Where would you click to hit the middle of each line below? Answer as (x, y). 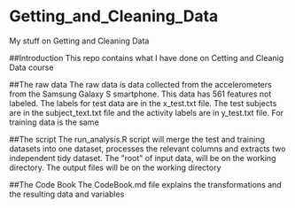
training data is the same (54, 122)
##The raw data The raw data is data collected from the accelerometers (140, 84)
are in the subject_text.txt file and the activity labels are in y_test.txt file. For (147, 112)
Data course (31, 67)
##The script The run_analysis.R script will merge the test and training (137, 139)
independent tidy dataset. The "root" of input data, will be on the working (143, 158)
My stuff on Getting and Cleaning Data (79, 41)
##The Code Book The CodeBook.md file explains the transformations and (145, 184)
